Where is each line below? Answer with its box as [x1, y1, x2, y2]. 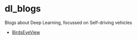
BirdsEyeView [11, 29, 40, 35]
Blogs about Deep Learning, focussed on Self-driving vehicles [4, 19, 133, 25]
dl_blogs [4, 3, 41, 14]
